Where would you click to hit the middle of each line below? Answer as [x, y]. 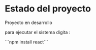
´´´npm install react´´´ [27, 42]
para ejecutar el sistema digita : [38, 32]
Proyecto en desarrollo [29, 22]
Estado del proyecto [48, 9]
